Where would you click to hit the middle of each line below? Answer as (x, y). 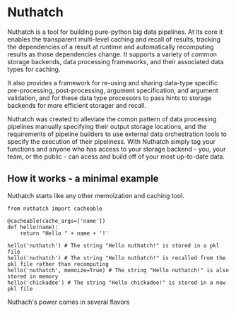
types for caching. (34, 69)
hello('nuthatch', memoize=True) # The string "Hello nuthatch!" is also (118, 270)
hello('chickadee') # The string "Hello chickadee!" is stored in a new (117, 283)
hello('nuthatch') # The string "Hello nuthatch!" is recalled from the (117, 258)
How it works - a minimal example (83, 179)
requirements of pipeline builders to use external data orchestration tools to (117, 134)
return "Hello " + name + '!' (65, 233)
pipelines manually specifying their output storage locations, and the (107, 126)
